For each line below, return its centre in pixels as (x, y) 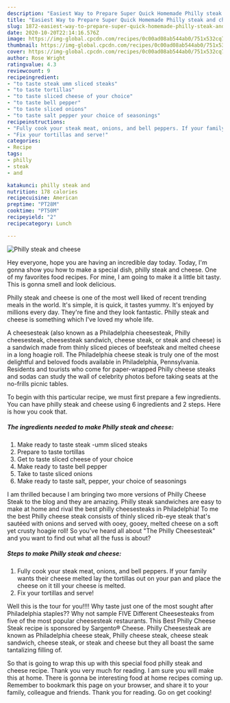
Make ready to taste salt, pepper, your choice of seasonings (102, 481)
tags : (15, 154)
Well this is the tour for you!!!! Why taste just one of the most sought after (110, 606)
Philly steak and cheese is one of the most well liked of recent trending (107, 297)
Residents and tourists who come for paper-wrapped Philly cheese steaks (111, 369)
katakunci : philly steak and (49, 185)
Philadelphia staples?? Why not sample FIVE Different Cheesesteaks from (111, 613)
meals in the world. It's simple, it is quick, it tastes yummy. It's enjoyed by (111, 305)
